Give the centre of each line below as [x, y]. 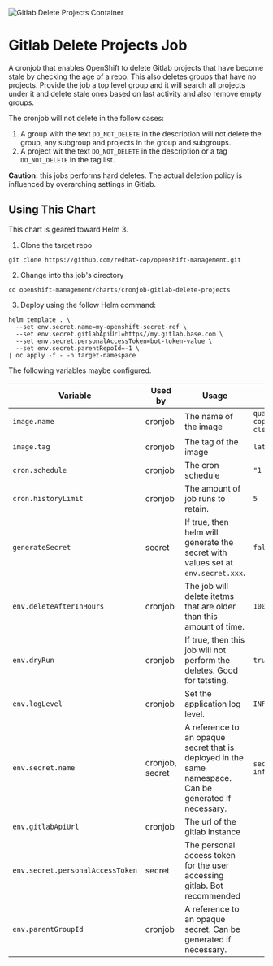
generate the [209, 542]
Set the [199, 693]
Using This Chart [52, 210]
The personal [210, 845]
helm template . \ [39, 320]
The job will [207, 586]
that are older [210, 606]
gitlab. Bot [204, 886]
